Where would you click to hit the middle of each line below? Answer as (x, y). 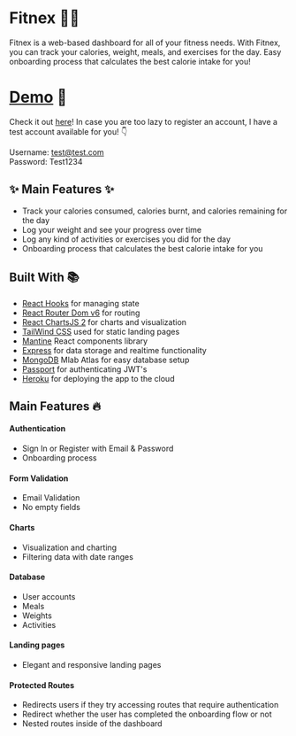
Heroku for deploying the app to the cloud (98, 378)
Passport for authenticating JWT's (84, 369)
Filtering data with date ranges (78, 556)
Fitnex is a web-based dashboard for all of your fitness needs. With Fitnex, (145, 43)
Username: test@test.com (57, 152)
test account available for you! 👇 (68, 131)
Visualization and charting (69, 547)
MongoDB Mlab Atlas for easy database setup (106, 360)
